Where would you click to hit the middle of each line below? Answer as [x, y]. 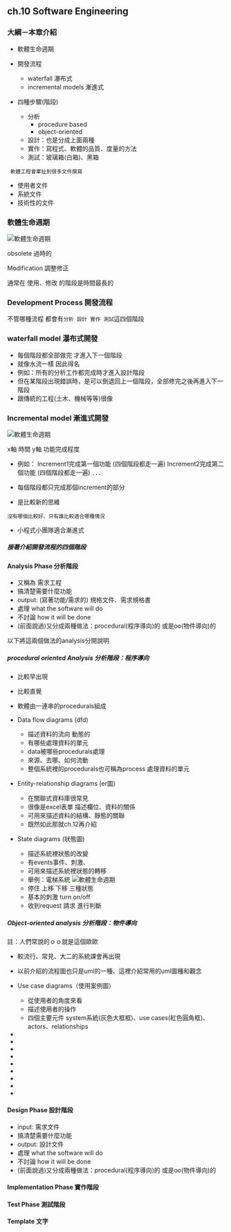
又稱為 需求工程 [39, 583]
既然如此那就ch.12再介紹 [62, 825]
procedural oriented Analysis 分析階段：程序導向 [78, 658]
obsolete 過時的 [29, 253]
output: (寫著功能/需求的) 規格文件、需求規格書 [84, 600]
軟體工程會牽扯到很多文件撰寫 [46, 171]
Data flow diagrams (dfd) [53, 720]
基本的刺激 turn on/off [59, 897]
